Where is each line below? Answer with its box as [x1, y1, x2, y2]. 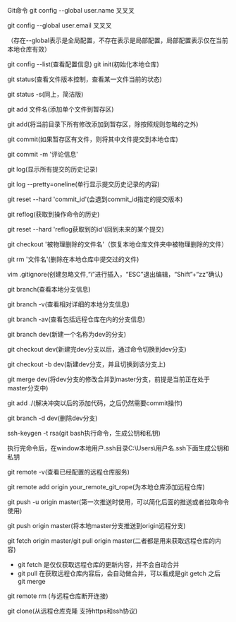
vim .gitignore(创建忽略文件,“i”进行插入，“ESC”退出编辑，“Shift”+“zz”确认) [7, 270, 223, 278]
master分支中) [7, 384, 49, 392]
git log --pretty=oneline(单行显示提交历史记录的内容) [7, 180, 160, 189]
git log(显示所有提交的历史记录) [7, 165, 99, 173]
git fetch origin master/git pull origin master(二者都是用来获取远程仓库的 [7, 537, 216, 545]
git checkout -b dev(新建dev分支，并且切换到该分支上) [7, 360, 166, 369]
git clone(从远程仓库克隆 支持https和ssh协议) [7, 606, 138, 615]
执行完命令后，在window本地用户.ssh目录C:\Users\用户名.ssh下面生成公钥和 [7, 444, 230, 452]
